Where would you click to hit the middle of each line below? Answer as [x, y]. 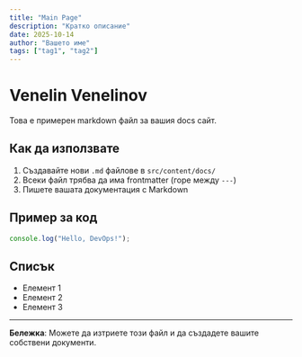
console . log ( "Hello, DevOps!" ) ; [70, 238]
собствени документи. [53, 343]
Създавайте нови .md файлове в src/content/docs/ [119, 170]
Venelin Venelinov [79, 96]
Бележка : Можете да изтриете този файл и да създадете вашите [134, 333]
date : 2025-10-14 [42, 34]
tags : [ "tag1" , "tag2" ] [54, 51]
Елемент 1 [41, 288]
